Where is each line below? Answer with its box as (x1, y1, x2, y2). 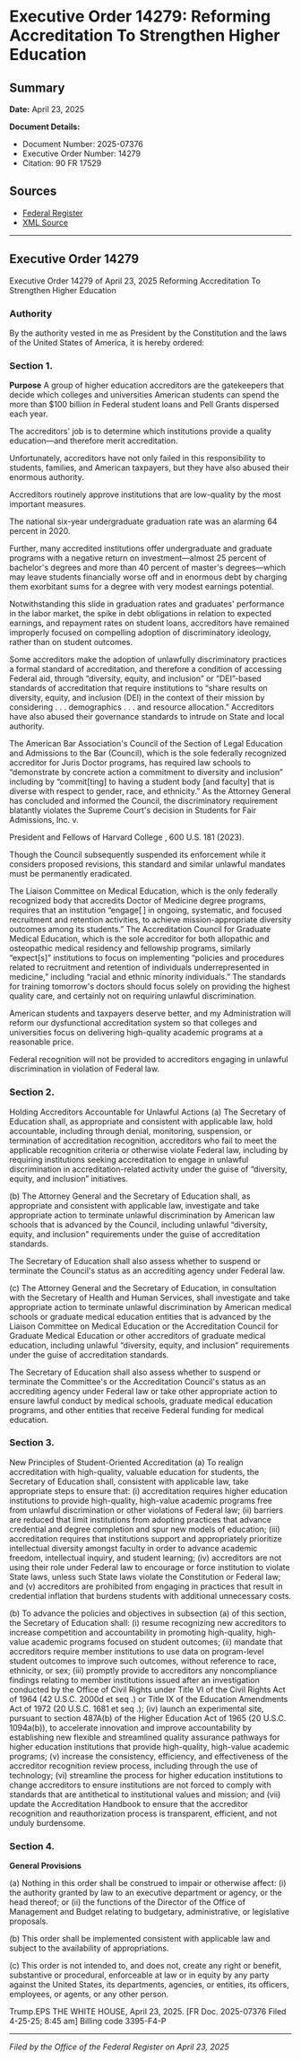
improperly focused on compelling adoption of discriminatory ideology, (9, 627, 271, 638)
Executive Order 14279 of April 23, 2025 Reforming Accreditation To (9, 275, 262, 286)
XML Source (21, 217, 69, 228)
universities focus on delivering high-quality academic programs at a (9, 1027, 263, 1038)
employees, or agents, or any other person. (9, 1989, 169, 2000)
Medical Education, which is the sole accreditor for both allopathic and (9, 933, 270, 944)
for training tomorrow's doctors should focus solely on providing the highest (9, 981, 291, 992)
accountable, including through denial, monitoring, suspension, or (9, 1125, 253, 1136)
